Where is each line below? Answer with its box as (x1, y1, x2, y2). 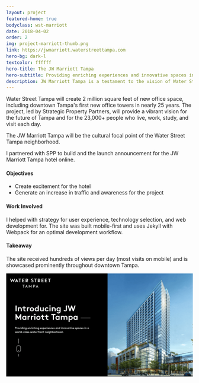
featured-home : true (6, 15, 57, 22)
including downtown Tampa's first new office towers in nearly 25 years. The (6, 101, 192, 109)
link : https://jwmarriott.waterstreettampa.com (6, 47, 126, 53)
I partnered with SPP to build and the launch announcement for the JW (6, 150, 179, 157)
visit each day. (6, 120, 41, 127)
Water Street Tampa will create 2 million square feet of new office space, (6, 95, 184, 103)
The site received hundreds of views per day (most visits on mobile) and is (6, 255, 188, 262)
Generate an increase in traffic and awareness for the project (14, 189, 164, 196)
